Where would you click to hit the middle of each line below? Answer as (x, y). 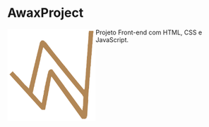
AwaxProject (46, 13)
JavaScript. (112, 39)
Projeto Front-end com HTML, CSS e (149, 32)
